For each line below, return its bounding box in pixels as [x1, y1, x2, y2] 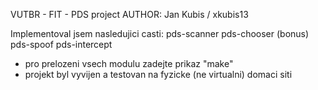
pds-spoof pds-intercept [10, 39, 113, 50]
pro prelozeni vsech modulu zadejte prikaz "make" [24, 58, 234, 69]
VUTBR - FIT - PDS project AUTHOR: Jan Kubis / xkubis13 [10, 9, 249, 20]
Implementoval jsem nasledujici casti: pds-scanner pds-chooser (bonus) [10, 28, 310, 39]
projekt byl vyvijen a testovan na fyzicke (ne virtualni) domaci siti [24, 69, 293, 80]
